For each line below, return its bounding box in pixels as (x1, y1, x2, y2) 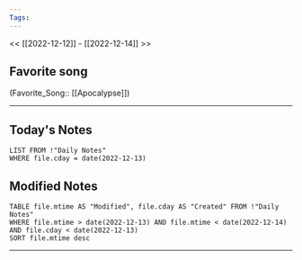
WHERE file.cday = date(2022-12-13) (9, 154, 147, 163)
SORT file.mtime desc (9, 234, 91, 243)
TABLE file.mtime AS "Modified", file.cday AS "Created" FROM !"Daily (9, 202, 280, 211)
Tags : (9, 13, 30, 22)
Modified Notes (9, 178, 98, 193)
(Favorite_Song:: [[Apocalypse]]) (9, 87, 130, 99)
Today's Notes (9, 122, 93, 138)
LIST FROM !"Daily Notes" (9, 146, 106, 156)
